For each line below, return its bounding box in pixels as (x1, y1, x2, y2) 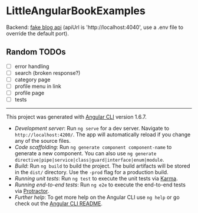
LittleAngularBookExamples (6, 4, 146, 18)
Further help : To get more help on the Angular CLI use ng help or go (14, 194, 180, 201)
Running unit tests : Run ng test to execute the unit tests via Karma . (14, 175, 178, 182)
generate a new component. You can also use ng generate (14, 150, 157, 157)
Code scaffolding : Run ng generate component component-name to (14, 143, 172, 151)
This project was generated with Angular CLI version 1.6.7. (6, 113, 147, 120)
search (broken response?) (14, 69, 81, 76)
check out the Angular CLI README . (14, 200, 103, 207)
